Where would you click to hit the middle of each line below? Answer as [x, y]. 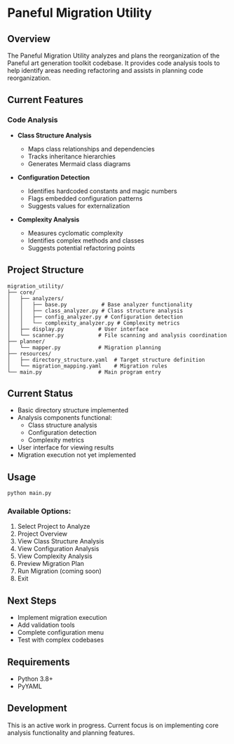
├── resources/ [29, 353]
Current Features [46, 100]
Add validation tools [46, 625]
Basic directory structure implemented [73, 410]
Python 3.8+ [35, 679]
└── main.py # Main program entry [84, 372]
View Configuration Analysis [58, 549]
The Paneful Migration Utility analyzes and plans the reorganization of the [113, 55]
